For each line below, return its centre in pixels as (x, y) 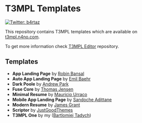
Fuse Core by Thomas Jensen (43, 89)
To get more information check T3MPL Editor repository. (62, 46)
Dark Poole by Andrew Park (40, 84)
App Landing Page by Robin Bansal (48, 74)
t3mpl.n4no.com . (23, 37)
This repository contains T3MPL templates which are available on (71, 31)
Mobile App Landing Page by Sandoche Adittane (62, 99)
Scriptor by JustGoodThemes (43, 110)
